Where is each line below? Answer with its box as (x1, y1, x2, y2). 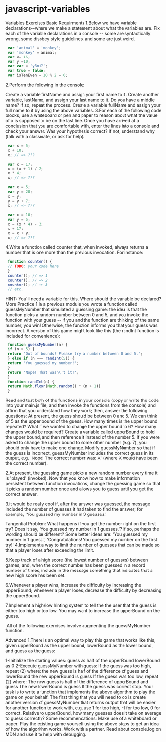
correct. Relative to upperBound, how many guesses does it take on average (5, 710, 162, 716)
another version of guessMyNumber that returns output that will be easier (5, 700, 156, 706)
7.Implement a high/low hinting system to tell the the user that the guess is (5, 602, 157, 608)
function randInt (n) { (7, 379, 55, 384)
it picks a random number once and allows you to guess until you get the (5, 486, 154, 492)
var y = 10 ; (7, 59, 30, 64)
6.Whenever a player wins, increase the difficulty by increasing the (5, 582, 142, 588)
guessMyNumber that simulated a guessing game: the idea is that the (5, 306, 147, 312)
